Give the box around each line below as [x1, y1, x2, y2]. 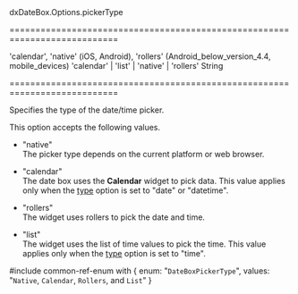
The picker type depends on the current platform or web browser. [21, 149, 265, 159]
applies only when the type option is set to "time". [21, 248, 206, 258]
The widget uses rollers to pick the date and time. [21, 212, 206, 223]
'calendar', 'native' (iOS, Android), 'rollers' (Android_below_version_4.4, [9, 51, 271, 62]
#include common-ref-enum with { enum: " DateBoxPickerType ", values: [9, 265, 270, 276]
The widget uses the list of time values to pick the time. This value [21, 239, 267, 249]
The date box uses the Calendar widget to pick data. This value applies [21, 176, 286, 186]
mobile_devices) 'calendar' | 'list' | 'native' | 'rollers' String [9, 61, 224, 71]
